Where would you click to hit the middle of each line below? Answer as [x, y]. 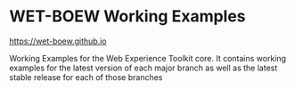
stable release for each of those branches [86, 77]
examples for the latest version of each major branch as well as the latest [143, 68]
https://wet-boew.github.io [58, 41]
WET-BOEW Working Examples [128, 16]
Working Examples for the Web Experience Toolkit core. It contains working [148, 58]
